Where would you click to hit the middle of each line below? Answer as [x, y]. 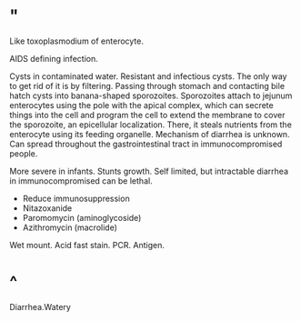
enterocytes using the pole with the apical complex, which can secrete [142, 105]
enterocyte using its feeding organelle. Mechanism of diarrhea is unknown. [150, 134]
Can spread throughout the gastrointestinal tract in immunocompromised [146, 144]
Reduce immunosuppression [76, 198]
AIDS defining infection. [54, 58]
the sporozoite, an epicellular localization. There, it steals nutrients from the [151, 125]
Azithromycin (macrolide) [70, 227]
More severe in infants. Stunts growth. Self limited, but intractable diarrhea [149, 171]
